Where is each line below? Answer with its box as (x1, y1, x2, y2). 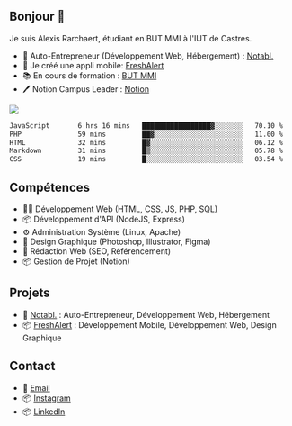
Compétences (9, 179, 91, 195)
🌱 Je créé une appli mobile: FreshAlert (22, 59, 164, 70)
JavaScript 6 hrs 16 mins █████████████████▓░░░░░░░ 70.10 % (9, 121, 283, 131)
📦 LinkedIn (22, 406, 66, 417)
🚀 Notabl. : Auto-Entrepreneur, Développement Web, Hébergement (22, 309, 270, 320)
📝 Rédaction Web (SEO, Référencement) (22, 246, 172, 257)
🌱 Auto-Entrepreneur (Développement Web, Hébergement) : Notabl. (22, 50, 274, 61)
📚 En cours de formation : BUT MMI (22, 69, 157, 81)
